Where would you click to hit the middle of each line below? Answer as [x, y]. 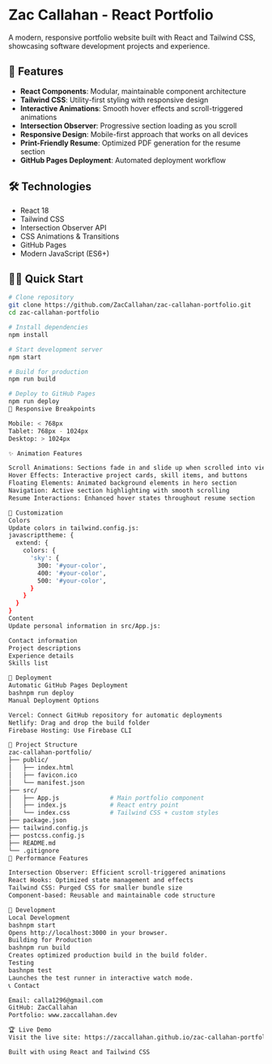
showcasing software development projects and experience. [109, 45]
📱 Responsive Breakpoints [52, 409]
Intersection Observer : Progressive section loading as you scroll [128, 125]
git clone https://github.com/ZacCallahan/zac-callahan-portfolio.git [130, 305]
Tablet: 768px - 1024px [49, 431]
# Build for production [49, 372]
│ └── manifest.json [47, 782]
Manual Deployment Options [54, 700]
